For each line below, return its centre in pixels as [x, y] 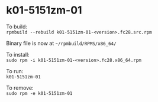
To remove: [20, 88]
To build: [17, 27]
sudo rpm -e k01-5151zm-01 [39, 93]
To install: [18, 54]
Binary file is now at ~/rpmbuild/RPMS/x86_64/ [61, 43]
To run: [15, 71]
